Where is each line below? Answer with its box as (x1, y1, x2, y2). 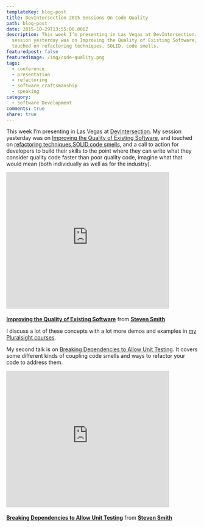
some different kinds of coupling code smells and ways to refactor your (6, 352, 186, 360)
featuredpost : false (6, 49, 59, 55)
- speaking (12, 89, 40, 95)
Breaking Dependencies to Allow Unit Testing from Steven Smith (6, 514, 172, 522)
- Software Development (12, 100, 72, 106)
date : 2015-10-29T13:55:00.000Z (6, 26, 88, 32)
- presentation (12, 71, 51, 78)
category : (6, 94, 32, 100)
